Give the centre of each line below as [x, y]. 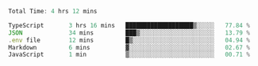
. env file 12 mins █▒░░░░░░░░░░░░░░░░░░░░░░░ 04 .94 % [129, 40]
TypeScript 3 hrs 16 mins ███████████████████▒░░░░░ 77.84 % [129, 25]
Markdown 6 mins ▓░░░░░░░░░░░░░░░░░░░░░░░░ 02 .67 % [129, 47]
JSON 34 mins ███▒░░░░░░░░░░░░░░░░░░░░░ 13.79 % [129, 33]
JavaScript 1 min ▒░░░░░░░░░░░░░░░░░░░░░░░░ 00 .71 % [129, 55]
